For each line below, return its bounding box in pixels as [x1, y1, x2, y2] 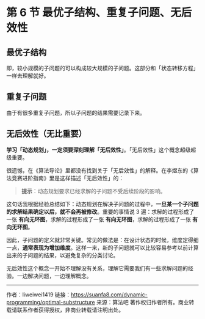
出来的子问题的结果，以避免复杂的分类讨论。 [6, 251, 119, 258]
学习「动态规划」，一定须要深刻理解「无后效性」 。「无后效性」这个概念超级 [6, 146, 191, 153]
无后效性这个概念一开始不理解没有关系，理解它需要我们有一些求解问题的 [6, 264, 188, 272]
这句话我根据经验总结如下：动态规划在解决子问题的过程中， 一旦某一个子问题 [6, 200, 199, 208]
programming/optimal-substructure [6, 298, 96, 306]
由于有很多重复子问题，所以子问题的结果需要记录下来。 [6, 109, 145, 116]
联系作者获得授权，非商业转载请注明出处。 [16, 306, 124, 313]
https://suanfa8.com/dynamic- [71, 291, 148, 298]
